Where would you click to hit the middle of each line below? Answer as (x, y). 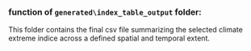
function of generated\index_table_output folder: (105, 12)
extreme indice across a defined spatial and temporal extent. (109, 38)
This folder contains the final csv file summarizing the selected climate (126, 30)
